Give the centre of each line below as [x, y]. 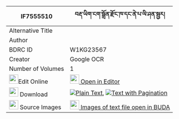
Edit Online [33, 81]
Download [34, 94]
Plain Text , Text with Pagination [121, 93]
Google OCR [87, 59]
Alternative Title [31, 30]
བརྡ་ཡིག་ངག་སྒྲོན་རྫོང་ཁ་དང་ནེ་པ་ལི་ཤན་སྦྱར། [120, 14]
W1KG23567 [88, 50]
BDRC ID [21, 50]
